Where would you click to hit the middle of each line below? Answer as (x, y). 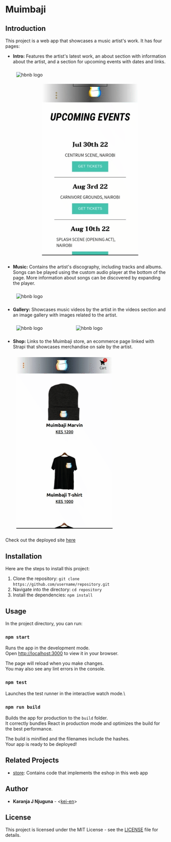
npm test (16, 682)
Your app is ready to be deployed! (41, 744)
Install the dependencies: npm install (53, 595)
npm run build (23, 707)
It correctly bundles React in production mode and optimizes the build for (83, 723)
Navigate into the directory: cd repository (57, 590)
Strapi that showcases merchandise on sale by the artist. (73, 347)
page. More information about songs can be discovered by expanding (87, 278)
